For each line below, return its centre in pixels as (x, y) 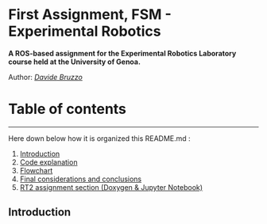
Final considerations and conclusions (80, 179)
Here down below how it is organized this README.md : (99, 138)
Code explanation (48, 162)
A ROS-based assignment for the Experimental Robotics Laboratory (122, 53)
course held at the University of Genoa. (75, 62)
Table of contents (68, 109)
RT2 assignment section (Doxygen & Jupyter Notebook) (111, 187)
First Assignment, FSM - (90, 15)
